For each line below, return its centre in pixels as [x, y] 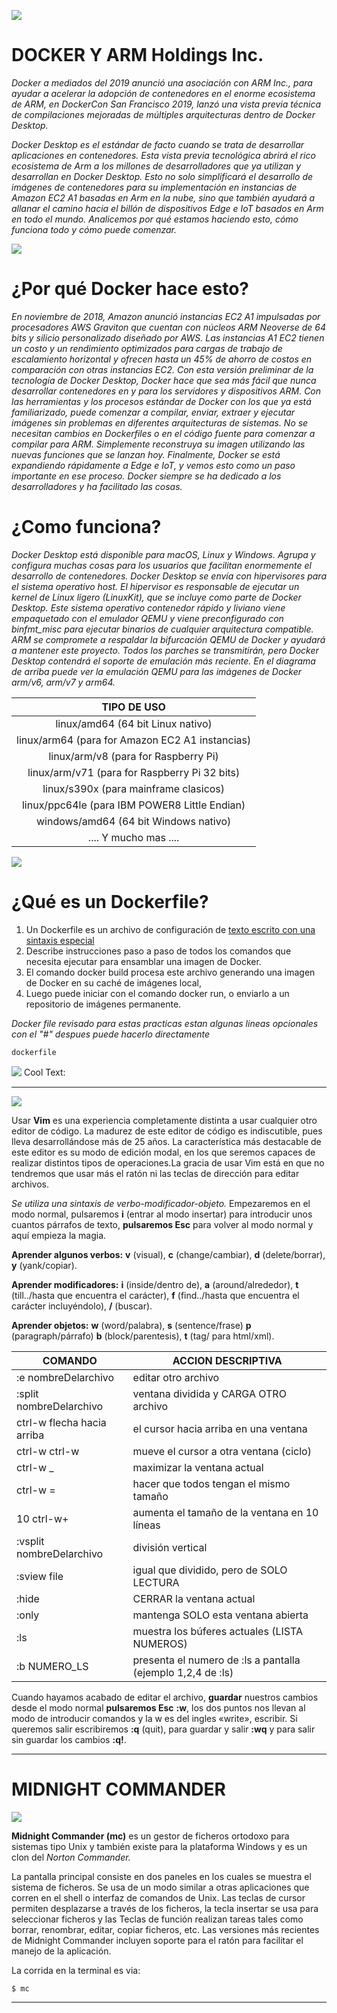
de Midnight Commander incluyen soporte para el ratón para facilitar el [157, 1940]
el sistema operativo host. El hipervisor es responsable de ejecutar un [155, 586]
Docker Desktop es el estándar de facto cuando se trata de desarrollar [158, 144]
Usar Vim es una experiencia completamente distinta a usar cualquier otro [164, 1120]
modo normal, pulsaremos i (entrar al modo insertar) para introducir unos [162, 1214]
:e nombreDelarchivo [65, 1377]
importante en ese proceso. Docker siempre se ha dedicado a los [146, 476]
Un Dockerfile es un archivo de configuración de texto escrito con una [170, 929]
